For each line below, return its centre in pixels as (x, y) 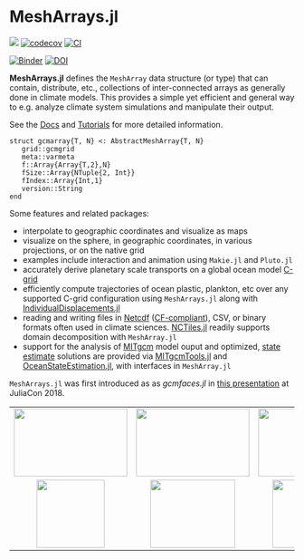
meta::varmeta (48, 157)
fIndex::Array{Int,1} (62, 180)
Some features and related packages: (79, 213)
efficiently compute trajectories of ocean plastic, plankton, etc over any (155, 288)
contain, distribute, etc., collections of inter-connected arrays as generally (147, 87)
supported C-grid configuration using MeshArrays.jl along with (140, 298)
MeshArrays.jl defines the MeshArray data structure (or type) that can (139, 78)
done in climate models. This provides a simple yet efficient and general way (152, 97)
